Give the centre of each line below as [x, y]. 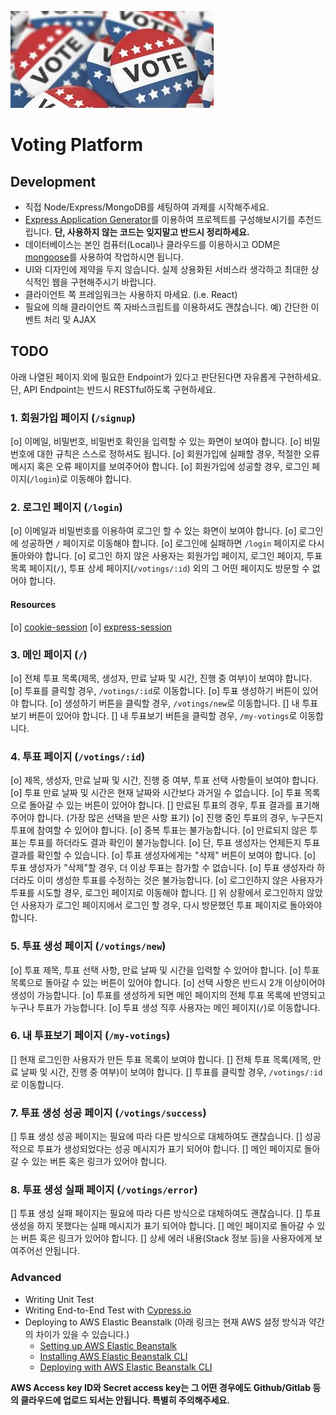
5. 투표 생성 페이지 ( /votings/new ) [88, 946]
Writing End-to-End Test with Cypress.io [108, 1310]
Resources [33, 604]
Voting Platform [77, 145]
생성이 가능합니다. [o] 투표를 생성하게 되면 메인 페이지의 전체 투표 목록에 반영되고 [168, 995]
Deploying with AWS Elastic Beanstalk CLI [126, 1367]
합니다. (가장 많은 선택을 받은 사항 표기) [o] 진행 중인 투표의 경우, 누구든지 [180, 818]
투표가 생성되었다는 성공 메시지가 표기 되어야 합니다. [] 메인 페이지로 [169, 1149]
